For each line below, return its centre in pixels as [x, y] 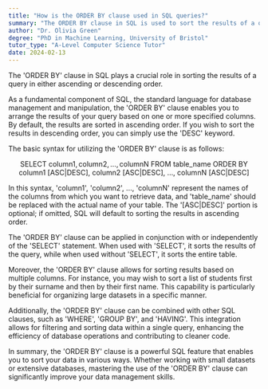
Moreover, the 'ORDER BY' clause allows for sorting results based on [121, 269]
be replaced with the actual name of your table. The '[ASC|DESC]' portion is [133, 205]
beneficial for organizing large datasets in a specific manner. [108, 295]
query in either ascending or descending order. [86, 84]
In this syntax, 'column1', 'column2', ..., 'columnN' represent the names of [128, 188]
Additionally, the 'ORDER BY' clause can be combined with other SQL [122, 310]
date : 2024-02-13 [37, 53]
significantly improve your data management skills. [92, 377]
